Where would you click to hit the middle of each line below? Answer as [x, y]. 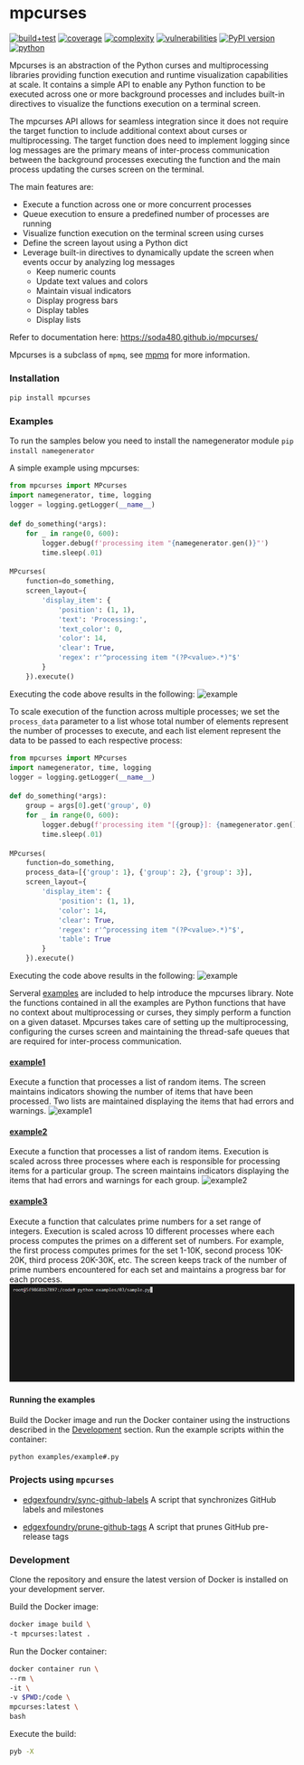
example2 [28, 1131]
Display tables [62, 309]
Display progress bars [77, 300]
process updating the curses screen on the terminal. [107, 169]
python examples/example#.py [64, 1457]
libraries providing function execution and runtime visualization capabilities [149, 74]
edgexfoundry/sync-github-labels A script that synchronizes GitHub [149, 1499]
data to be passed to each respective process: [96, 740]
